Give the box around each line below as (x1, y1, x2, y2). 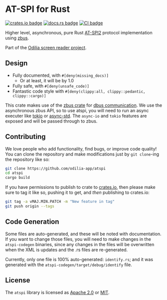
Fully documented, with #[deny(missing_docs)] (12, 72, 109, 78)
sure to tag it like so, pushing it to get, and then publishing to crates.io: (5, 189, 150, 195)
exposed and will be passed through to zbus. (5, 118, 98, 124)
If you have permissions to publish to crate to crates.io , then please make (5, 184, 156, 190)
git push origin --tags (5, 204, 55, 209)
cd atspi (5, 170, 23, 175)
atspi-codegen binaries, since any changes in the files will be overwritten (5, 241, 155, 247)
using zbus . (5, 35, 29, 41)
